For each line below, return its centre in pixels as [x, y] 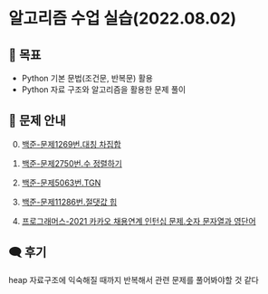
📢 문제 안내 [38, 121]
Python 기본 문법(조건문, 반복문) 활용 [87, 78]
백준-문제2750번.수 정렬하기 [72, 163]
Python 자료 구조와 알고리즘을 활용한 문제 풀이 [104, 90]
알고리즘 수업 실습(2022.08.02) [123, 19]
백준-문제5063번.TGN [61, 183]
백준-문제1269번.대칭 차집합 [71, 144]
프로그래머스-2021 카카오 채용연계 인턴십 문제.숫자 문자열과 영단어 [139, 221]
